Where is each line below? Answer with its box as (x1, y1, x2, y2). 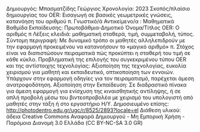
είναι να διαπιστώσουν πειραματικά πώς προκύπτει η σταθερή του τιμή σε (6, 50, 191, 56)
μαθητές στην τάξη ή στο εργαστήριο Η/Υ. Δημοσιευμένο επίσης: (6, 100, 169, 107)
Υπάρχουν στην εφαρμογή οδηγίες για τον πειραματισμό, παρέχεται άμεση (6, 75, 195, 82)
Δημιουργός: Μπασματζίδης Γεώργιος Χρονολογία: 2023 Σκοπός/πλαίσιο (6, 5, 190, 12)
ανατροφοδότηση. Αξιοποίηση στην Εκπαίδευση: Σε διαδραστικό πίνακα (6, 81, 187, 88)
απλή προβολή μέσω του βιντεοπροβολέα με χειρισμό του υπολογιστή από (6, 94, 193, 101)
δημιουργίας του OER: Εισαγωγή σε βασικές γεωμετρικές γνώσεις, (6, 11, 172, 19)
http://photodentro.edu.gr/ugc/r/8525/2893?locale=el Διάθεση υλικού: (6, 107, 181, 113)
